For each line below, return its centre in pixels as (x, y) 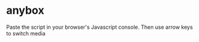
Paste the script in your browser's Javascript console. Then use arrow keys (100, 27)
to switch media (26, 33)
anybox (25, 10)
